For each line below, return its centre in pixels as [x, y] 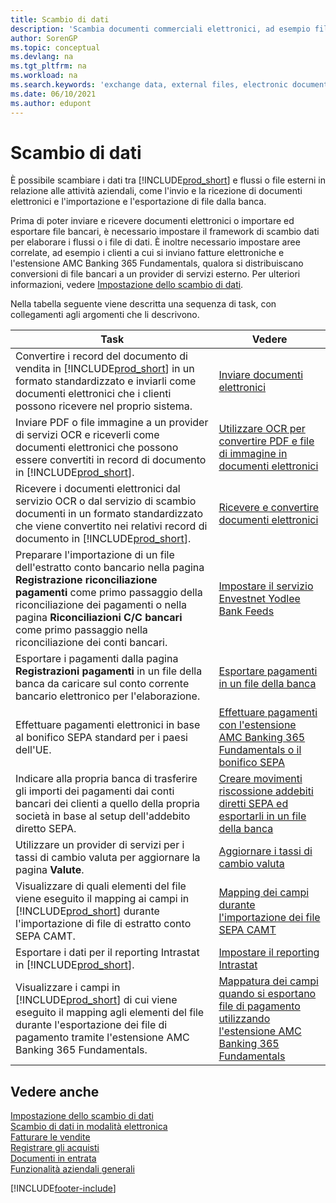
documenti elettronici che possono [97, 448]
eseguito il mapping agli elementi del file [110, 1013]
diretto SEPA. [46, 829]
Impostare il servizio [266, 586]
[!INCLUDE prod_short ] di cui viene [96, 1000]
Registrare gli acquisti [55, 1148]
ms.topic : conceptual [55, 47]
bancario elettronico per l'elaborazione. [108, 696]
